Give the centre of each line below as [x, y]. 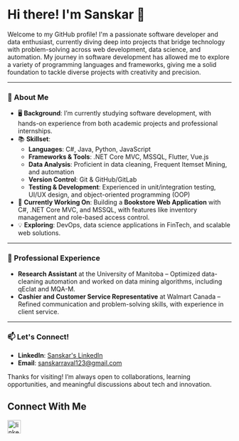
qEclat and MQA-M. [47, 289]
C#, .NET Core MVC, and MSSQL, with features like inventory [107, 210]
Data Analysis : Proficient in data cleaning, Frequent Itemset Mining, [128, 165]
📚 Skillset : [34, 139]
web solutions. [39, 233]
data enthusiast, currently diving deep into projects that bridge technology [116, 41]
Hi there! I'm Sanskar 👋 [76, 15]
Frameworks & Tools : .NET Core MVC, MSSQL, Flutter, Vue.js [118, 157]
